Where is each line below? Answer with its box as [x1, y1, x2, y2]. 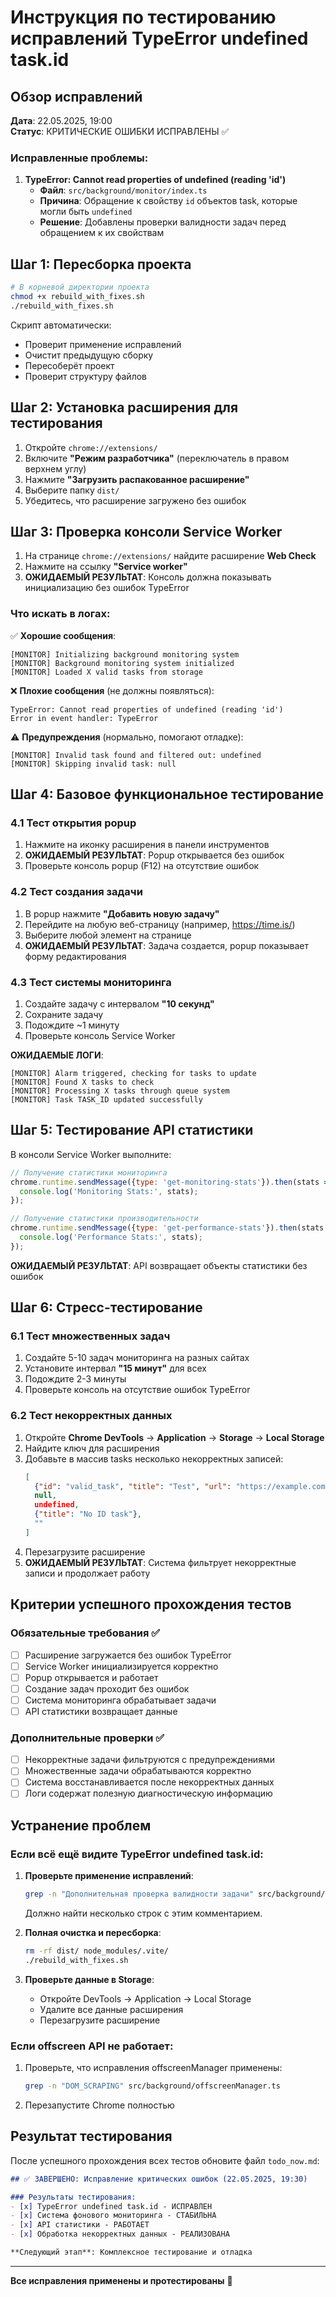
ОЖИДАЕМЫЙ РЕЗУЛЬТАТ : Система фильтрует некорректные [24, 1556, 297, 1568]
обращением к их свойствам [39, 227, 165, 239]
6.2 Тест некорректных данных [10, 1409, 173, 1423]
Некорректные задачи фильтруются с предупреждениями [24, 1754, 275, 1766]
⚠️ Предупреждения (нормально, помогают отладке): [10, 731, 244, 743]
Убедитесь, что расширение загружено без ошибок [24, 494, 247, 506]
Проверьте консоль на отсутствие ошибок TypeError [24, 1384, 251, 1396]
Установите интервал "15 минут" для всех [24, 1362, 207, 1375]
